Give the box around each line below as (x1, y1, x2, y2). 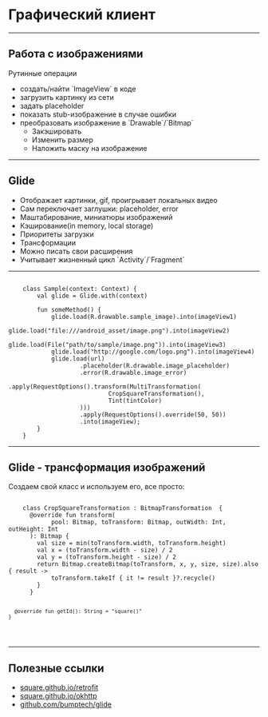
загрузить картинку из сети (19, 92, 114, 102)
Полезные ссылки (8, 661, 104, 675)
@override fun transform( (29, 512, 116, 520)
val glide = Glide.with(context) (37, 292, 148, 300)
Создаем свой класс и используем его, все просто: (8, 482, 185, 492)
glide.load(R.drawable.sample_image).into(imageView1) (50, 313, 238, 321)
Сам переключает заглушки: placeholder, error (19, 204, 179, 213)
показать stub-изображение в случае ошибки (19, 110, 177, 119)
